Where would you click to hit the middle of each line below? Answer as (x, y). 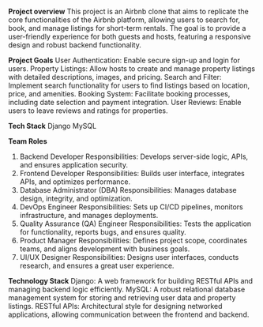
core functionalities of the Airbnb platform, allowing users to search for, (124, 20)
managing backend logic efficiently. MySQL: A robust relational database (127, 289)
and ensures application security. (74, 165)
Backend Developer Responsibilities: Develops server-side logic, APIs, (134, 156)
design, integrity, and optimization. (76, 198)
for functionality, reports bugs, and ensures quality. (103, 232)
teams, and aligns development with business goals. (105, 249)
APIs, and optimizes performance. (75, 182)
